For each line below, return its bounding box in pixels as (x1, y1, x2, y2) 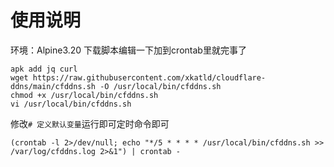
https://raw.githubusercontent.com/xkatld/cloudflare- (32, 72, 267, 83)
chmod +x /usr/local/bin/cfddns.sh (10, 90, 159, 100)
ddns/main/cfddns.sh (10, 81, 97, 91)
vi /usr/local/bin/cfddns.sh (10, 99, 132, 109)
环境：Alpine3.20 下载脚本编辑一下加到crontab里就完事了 (10, 44, 247, 56)
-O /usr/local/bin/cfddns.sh (99, 81, 222, 91)
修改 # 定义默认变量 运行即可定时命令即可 (10, 117, 170, 130)
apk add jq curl (10, 64, 78, 74)
